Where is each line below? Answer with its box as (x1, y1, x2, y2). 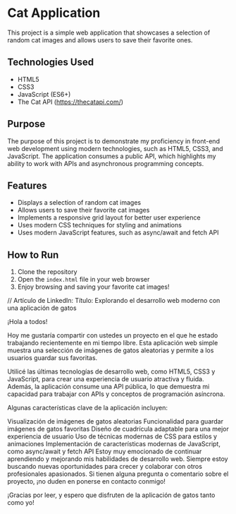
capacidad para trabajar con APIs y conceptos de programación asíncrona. (7, 390, 225, 398)
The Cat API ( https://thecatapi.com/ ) (17, 97, 124, 106)
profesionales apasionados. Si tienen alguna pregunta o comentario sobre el (7, 470, 229, 478)
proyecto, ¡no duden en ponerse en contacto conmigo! (7, 477, 166, 486)
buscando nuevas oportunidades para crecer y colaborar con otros (7, 462, 203, 471)
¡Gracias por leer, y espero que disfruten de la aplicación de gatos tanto (7, 491, 216, 499)
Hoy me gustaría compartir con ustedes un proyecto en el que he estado (7, 331, 218, 340)
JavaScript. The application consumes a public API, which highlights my (7, 152, 216, 160)
